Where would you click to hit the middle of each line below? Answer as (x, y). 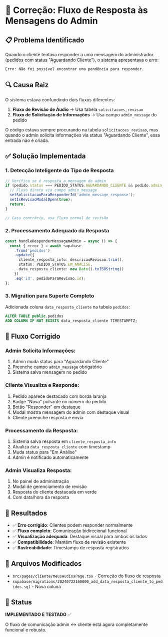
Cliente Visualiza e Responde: (42, 385)
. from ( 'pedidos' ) (32, 250)
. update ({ (24, 255)
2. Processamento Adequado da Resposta (57, 231)
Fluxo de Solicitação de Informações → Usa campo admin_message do (84, 114)
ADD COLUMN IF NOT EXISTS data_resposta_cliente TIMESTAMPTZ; (71, 321)
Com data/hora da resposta (41, 497)
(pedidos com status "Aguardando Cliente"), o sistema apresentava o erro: (82, 60)
